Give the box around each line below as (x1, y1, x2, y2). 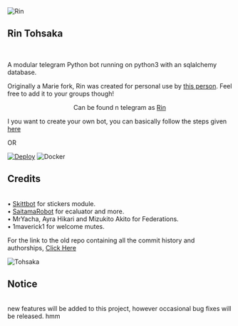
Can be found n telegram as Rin (73, 103, 166, 111)
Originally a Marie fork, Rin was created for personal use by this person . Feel (7, 81, 232, 90)
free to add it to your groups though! (7, 89, 114, 98)
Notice (7, 278, 38, 290)
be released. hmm (7, 312, 61, 320)
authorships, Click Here (7, 243, 77, 252)
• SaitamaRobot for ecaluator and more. (7, 207, 125, 215)
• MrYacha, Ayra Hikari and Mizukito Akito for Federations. (7, 214, 180, 223)
